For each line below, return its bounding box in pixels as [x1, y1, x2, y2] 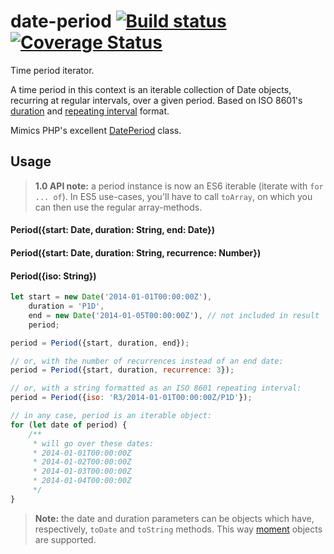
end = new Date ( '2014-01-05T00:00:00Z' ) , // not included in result [28, 310, 320, 320]
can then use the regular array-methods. [34, 201, 203, 213]
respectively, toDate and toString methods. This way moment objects [34, 523, 323, 535]
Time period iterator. [10, 64, 95, 76]
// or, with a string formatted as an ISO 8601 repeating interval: [10, 383, 302, 394]
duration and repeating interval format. [10, 105, 170, 117]
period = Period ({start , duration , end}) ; [10, 338, 190, 348]
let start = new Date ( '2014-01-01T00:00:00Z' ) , [10, 292, 213, 302]
